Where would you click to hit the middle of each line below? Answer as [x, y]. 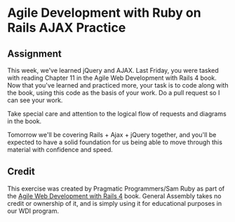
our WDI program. [33, 211]
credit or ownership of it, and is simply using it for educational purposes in [115, 203]
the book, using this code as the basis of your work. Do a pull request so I [114, 93]
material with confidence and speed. [60, 150]
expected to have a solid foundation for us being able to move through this [115, 142]
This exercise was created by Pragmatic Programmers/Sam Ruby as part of [116, 188]
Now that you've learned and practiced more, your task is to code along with [118, 85]
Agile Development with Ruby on [104, 13]
